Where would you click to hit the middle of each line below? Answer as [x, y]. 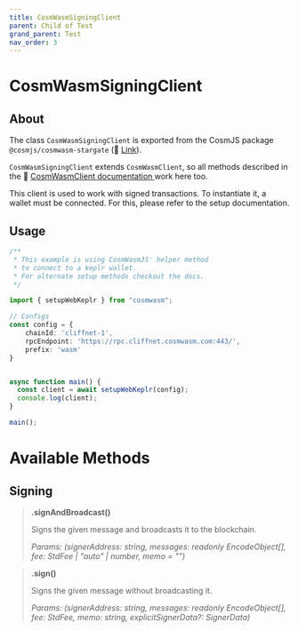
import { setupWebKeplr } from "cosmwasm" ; [91, 300]
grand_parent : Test [45, 34]
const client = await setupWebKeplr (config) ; [103, 390]
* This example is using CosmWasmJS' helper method [111, 260]
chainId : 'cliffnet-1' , [69, 333]
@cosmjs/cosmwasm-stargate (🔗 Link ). [76, 150]
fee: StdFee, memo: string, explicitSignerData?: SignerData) [141, 617]
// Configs [29, 316]
